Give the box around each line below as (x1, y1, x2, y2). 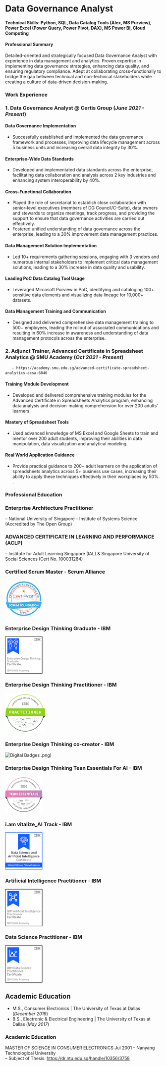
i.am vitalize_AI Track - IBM (5, 821, 72, 828)
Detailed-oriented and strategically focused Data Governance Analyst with (5, 53, 157, 58)
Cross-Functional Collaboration (5, 189, 72, 195)
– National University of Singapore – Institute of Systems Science (5, 516, 138, 522)
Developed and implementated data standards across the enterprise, (12, 167, 153, 173)
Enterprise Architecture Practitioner (5, 504, 94, 511)
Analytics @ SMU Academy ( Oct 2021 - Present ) (5, 354, 124, 361)
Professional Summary (5, 42, 54, 48)
